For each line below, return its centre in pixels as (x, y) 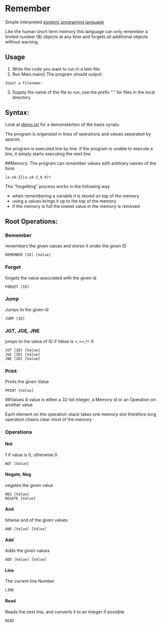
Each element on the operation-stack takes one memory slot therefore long (81, 414)
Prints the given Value (27, 382)
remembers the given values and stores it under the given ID (66, 246)
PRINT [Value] (20, 391)
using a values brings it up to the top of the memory (64, 201)
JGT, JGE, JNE (22, 331)
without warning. (22, 41)
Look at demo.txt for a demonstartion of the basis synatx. (63, 124)
